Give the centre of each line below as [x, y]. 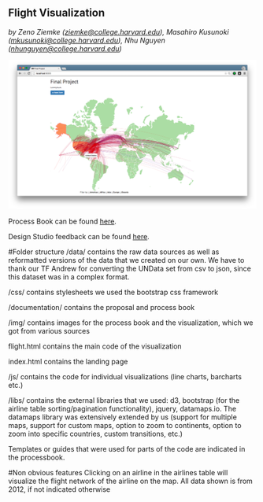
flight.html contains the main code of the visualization [95, 346]
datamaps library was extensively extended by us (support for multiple [123, 417]
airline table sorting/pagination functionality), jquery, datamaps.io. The [122, 408]
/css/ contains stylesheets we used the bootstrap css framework [113, 292]
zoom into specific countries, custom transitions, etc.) [96, 434]
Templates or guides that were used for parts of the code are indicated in [127, 448]
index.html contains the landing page [68, 361]
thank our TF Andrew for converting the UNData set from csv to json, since [130, 268]
